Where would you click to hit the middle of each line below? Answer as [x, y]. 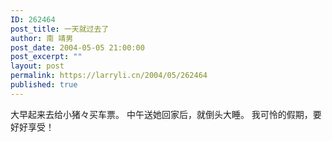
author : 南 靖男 [42, 38]
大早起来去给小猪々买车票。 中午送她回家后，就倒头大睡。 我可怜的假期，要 [166, 114]
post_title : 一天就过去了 [60, 29]
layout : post [37, 66]
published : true [44, 85]
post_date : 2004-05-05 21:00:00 [77, 47]
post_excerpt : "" [46, 57]
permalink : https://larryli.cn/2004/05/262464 [109, 76]
